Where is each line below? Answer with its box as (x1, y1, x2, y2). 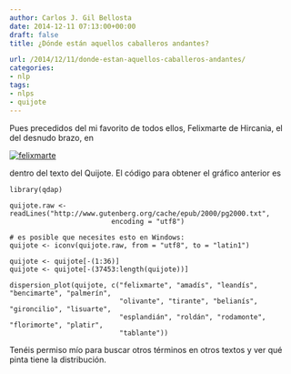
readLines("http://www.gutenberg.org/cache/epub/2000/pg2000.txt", (9, 208, 271, 218)
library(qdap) (9, 185, 64, 194)
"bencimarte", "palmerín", (9, 288, 112, 298)
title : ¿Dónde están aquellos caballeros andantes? (9, 38, 209, 48)
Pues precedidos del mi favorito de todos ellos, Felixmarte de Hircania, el (9, 122, 284, 133)
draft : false (9, 30, 59, 39)
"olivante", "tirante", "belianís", (119, 297, 258, 306)
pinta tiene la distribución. (9, 354, 107, 365)
